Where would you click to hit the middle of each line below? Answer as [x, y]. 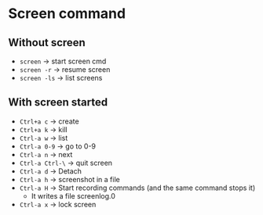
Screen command [67, 14]
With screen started [58, 102]
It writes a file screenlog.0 [73, 195]
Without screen [47, 43]
